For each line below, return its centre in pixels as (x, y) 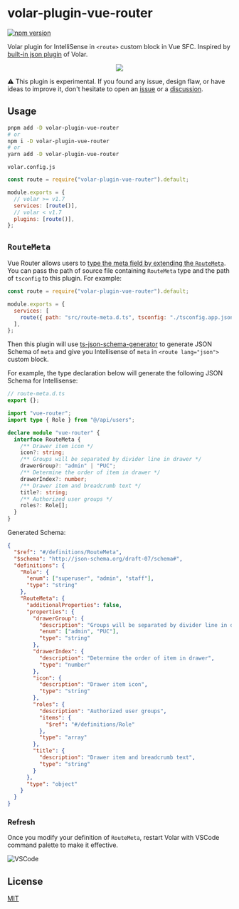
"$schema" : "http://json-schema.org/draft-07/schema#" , (98, 559)
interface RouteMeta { (47, 440)
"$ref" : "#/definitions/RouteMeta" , (68, 552)
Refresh (21, 822)
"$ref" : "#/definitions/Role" (90, 724)
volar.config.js (31, 167)
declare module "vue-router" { (54, 432)
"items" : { (55, 717)
